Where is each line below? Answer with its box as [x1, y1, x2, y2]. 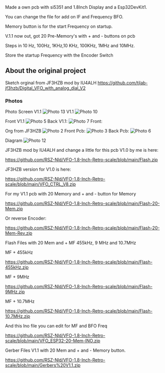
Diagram [5, 137, 23, 143]
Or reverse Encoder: [5, 215, 47, 221]
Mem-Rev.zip [5, 230, 33, 236]
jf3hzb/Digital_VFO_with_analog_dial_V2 [5, 85, 86, 91]
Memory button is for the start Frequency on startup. [5, 23, 113, 29]
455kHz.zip [5, 264, 29, 270]
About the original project [5, 66, 86, 75]
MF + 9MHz [5, 274, 30, 280]
